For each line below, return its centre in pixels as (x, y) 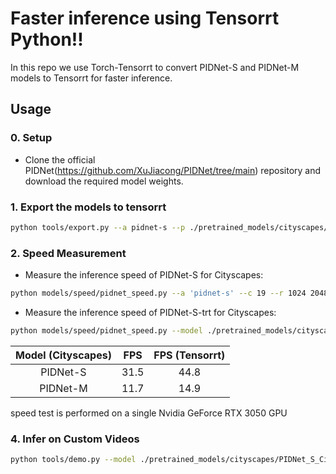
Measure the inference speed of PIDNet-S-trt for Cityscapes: (150, 312)
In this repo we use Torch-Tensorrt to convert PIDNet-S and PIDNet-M (155, 67)
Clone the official (60, 159)
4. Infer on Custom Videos (75, 439)
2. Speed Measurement (68, 253)
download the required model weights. (104, 181)
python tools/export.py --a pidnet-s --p (98, 227)
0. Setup (31, 138)
